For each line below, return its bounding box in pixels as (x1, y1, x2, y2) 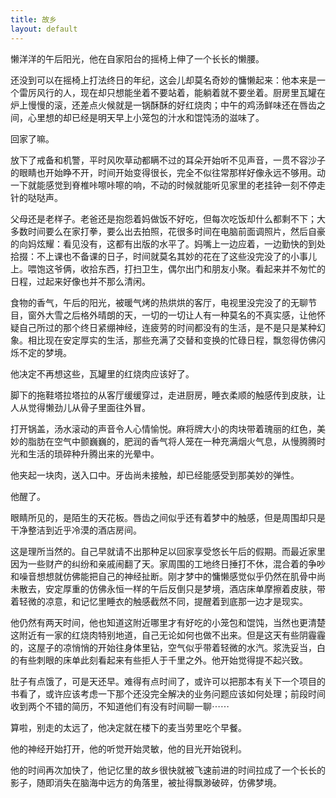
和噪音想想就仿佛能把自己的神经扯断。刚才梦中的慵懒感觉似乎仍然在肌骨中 (10, 570, 317, 582)
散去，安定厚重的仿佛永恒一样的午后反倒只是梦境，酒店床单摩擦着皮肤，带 (18, 582, 326, 595)
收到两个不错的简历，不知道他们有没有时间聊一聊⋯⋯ (10, 700, 230, 712)
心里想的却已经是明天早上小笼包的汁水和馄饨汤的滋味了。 (27, 111, 265, 123)
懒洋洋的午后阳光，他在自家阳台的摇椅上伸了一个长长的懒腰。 (10, 52, 265, 65)
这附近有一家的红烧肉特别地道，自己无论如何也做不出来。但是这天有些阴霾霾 (10, 629, 326, 641)
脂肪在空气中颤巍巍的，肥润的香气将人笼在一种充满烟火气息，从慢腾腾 (27, 435, 317, 447)
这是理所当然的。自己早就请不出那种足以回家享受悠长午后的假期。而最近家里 (10, 545, 326, 557)
